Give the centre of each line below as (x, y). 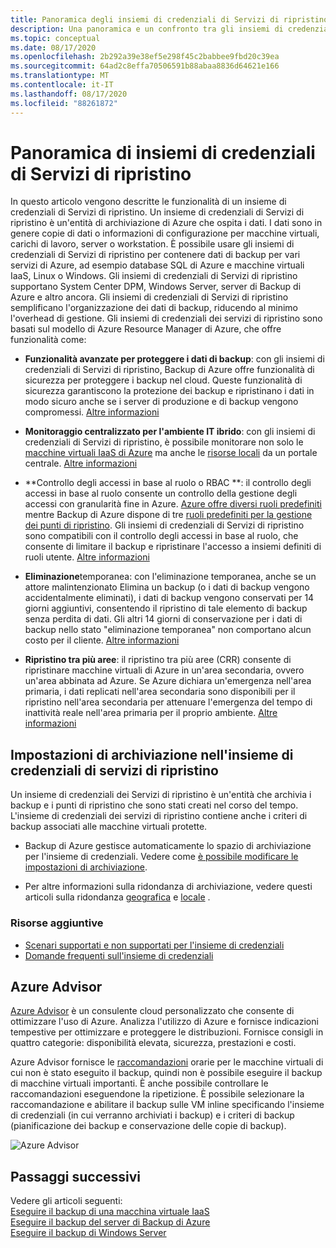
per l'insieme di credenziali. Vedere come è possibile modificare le (161, 857)
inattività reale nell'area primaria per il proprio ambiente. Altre (151, 713)
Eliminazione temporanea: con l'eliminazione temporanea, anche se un (170, 577)
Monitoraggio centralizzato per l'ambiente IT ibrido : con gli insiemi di (170, 432)
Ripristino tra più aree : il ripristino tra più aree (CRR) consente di (158, 660)
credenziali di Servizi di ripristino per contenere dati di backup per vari (155, 255)
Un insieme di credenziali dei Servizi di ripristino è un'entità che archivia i (161, 795)
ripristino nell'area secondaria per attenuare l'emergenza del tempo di (168, 702)
